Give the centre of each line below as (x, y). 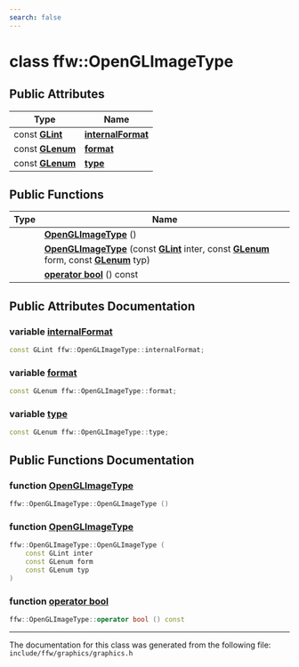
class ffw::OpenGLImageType (121, 61)
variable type (39, 414)
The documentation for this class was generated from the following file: (140, 645)
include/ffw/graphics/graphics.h (71, 653)
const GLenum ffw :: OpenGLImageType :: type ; (89, 432)
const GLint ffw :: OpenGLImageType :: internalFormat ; (107, 350)
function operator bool (59, 601)
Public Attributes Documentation (102, 306)
